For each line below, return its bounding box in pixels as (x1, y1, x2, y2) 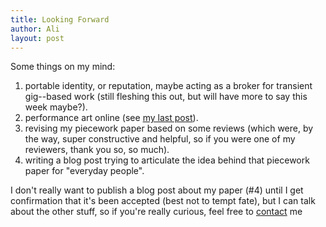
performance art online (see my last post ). (24, 112, 199, 124)
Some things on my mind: (10, 61, 116, 73)
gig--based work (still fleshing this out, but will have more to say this (24, 91, 308, 103)
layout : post (10, 33, 65, 43)
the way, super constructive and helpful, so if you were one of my (24, 133, 296, 145)
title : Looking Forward (10, 14, 110, 25)
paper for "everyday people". (24, 165, 145, 177)
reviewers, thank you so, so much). (24, 144, 170, 156)
